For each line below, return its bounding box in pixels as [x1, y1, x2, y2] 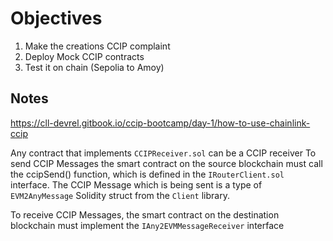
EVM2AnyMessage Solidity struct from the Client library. [10, 189, 230, 201]
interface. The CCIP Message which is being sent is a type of [10, 178, 263, 191]
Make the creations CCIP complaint [24, 40, 171, 52]
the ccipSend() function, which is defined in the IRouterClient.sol [10, 168, 285, 180]
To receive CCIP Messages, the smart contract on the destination [10, 208, 280, 221]
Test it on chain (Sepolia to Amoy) [24, 61, 165, 73]
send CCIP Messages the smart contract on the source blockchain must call [10, 157, 323, 169]
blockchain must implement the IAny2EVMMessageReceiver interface [10, 219, 285, 231]
